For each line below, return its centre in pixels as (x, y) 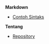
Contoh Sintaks (28, 17)
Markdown (17, 7)
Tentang (14, 26)
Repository (23, 36)
